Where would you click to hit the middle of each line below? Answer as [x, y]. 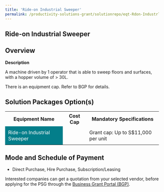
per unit [98, 139]
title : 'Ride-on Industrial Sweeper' [43, 10]
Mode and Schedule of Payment [55, 157]
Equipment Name [34, 119]
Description [17, 62]
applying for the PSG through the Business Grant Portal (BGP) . [68, 184]
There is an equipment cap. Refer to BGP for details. [57, 87]
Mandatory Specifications [123, 119]
